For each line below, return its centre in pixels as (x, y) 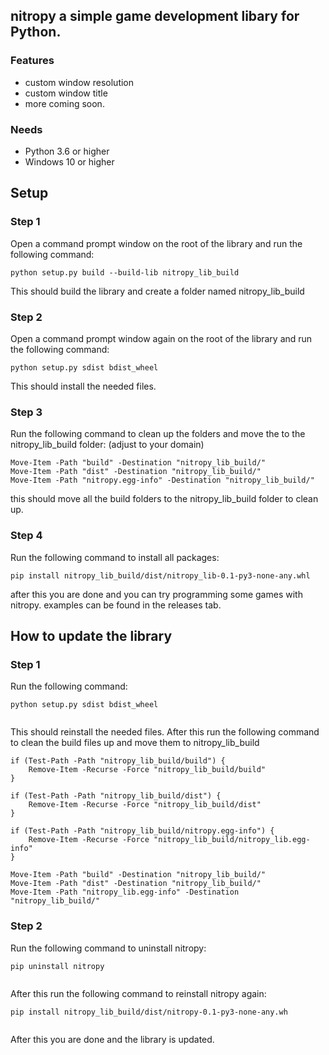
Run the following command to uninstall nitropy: (108, 948)
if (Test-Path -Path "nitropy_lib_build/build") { (118, 761)
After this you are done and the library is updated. (112, 1039)
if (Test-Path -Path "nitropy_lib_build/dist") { (116, 796)
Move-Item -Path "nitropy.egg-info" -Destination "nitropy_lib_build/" (162, 480)
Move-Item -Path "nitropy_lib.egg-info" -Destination (125, 892)
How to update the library (91, 635)
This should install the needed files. (83, 386)
